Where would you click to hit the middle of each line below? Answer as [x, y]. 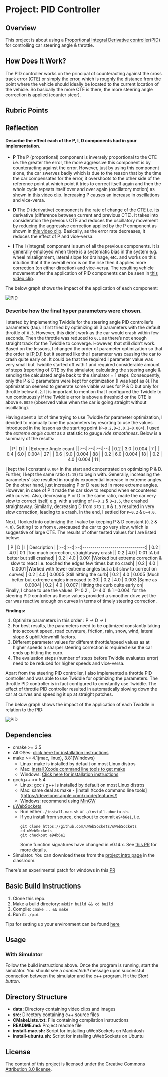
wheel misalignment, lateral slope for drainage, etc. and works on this [84, 257]
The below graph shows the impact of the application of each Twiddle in [80, 705]
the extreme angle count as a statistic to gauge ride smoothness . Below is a [83, 433]
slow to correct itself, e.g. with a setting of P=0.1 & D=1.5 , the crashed [77, 501]
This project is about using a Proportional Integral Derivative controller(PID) [83, 40]
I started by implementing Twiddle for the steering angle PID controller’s [79, 322]
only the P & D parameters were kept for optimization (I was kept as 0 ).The [82, 381]
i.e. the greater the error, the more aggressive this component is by [82, 162]
